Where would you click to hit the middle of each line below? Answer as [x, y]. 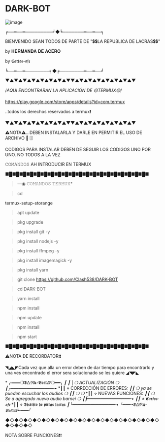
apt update [28, 212]
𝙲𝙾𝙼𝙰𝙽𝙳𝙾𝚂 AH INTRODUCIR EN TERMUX [48, 164]
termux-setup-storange [29, 203]
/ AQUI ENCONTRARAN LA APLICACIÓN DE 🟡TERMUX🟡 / [64, 90]
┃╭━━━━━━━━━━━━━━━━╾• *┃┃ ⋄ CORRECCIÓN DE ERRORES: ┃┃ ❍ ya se [79, 388]
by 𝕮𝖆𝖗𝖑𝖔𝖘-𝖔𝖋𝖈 [18, 61]
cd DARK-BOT [31, 289]
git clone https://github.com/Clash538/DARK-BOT [67, 279]
